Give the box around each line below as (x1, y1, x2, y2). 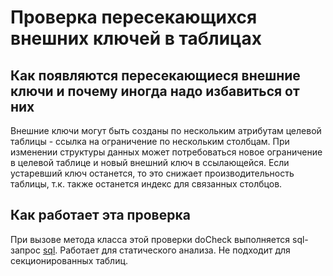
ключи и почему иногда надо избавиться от (10, 82, 300, 100)
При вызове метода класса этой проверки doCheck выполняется (10, 233, 291, 245)
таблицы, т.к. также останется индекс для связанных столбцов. (10, 178, 283, 190)
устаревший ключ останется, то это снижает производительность (10, 167, 295, 179)
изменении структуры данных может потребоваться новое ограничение (10, 146, 323, 158)
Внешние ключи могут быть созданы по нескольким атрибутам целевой (10, 125, 322, 136)
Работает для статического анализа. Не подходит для (59, 244, 291, 256)
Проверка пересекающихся (10, 6, 258, 29)
